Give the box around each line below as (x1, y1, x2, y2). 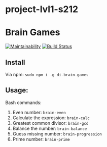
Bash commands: (5, 100, 42, 106)
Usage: (5, 86, 29, 94)
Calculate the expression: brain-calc (12, 115, 90, 121)
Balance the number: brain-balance (12, 125, 87, 131)
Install (5, 58, 25, 67)
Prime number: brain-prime (12, 136, 70, 142)
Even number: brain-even (12, 109, 66, 115)
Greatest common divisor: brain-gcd (12, 120, 89, 126)
